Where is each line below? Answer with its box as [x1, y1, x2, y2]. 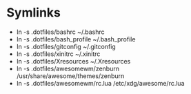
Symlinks [6, 5, 61, 21]
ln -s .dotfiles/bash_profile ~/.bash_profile [16, 35, 136, 43]
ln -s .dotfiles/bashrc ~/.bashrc [16, 28, 105, 36]
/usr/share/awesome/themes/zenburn [16, 71, 125, 80]
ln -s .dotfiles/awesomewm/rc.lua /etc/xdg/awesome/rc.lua [16, 79, 185, 87]
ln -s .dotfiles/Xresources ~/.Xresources [16, 57, 131, 65]
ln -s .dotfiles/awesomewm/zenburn [16, 64, 120, 73]
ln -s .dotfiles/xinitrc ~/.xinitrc [16, 50, 101, 58]
